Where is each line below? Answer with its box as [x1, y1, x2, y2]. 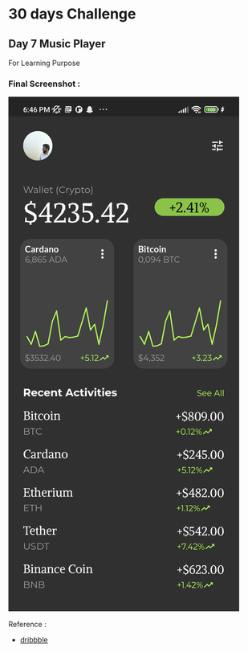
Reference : [8, 620, 47, 629]
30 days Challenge [8, 5, 136, 23]
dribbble [19, 635, 48, 645]
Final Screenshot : [8, 78, 81, 89]
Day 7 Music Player [8, 37, 106, 51]
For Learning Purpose [8, 58, 80, 68]
